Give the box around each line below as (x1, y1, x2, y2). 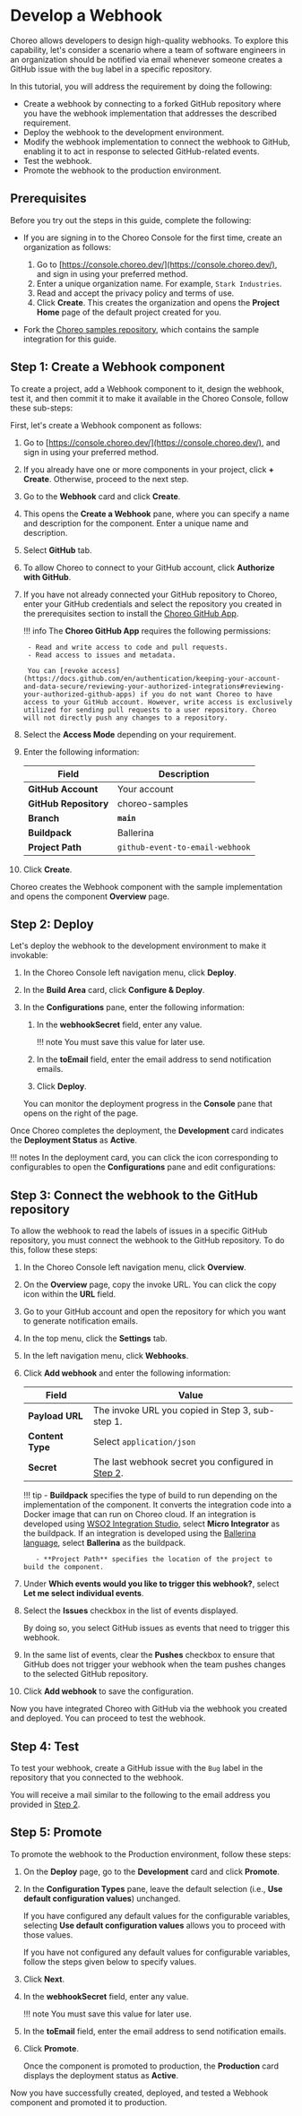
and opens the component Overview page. (10, 891, 169, 902)
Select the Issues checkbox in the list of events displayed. (22, 1605, 238, 1616)
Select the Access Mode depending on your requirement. (22, 729, 237, 739)
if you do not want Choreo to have (139, 689, 272, 699)
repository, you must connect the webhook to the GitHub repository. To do (10, 1235, 285, 1246)
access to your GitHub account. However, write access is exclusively (22, 697, 293, 706)
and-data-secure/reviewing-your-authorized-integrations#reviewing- (22, 682, 285, 691)
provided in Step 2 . (10, 1799, 81, 1809)
